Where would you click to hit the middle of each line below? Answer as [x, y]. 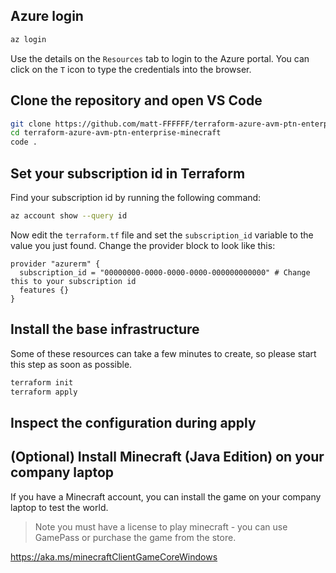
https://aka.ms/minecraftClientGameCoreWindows [114, 556]
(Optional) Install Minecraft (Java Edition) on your [167, 457]
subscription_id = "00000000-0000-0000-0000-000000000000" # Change [165, 272]
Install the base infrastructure [105, 329]
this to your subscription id [73, 281]
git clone [31, 124]
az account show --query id [69, 215]
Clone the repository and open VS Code [136, 100]
